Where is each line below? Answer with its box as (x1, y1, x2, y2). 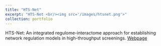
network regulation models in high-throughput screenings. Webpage (5, 35, 147, 41)
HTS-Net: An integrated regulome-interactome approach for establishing (5, 30, 156, 36)
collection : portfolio (5, 16, 53, 21)
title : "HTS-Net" (5, 7, 42, 12)
